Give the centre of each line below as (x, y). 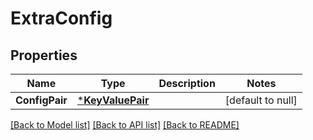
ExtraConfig (61, 18)
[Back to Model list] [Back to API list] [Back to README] (125, 125)
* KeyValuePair (113, 100)
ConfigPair (41, 100)
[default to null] (261, 100)
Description (187, 83)
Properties (44, 55)
